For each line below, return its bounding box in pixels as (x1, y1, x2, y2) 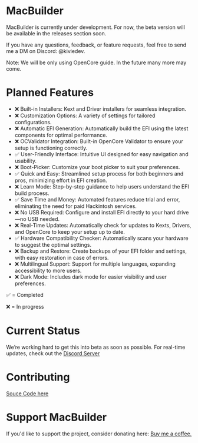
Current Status (6, 324, 80, 338)
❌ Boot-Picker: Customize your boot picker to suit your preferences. (14, 163, 180, 170)
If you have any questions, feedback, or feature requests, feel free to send (6, 41, 187, 48)
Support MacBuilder (6, 411, 107, 424)
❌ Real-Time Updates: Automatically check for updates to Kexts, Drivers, (14, 221, 192, 229)
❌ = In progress (6, 303, 44, 310)
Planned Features (6, 86, 94, 100)
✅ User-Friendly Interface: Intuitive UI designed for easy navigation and (14, 150, 189, 157)
